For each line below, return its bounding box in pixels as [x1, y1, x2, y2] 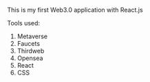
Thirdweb [17, 47, 45, 55]
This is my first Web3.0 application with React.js [7, 6, 143, 14]
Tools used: [7, 19, 40, 27]
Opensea [17, 54, 43, 62]
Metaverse [17, 32, 48, 40]
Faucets [17, 40, 40, 47]
